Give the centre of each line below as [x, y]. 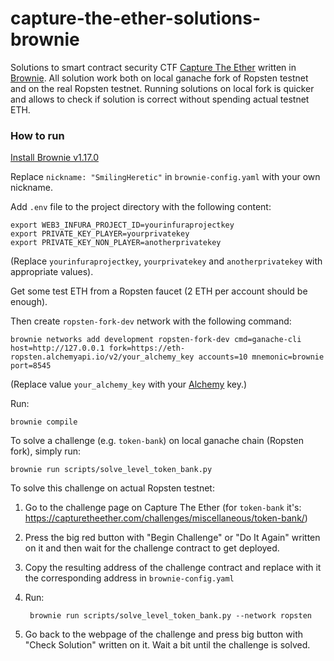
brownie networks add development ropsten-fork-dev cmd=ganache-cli [156, 340]
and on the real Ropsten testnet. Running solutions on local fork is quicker [162, 88]
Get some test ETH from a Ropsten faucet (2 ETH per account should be [159, 291]
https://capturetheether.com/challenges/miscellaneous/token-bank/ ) [166, 518]
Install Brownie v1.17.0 [54, 158]
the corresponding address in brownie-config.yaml [129, 578]
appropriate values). [52, 272]
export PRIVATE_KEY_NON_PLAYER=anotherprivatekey [116, 243]
